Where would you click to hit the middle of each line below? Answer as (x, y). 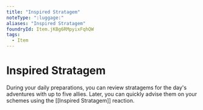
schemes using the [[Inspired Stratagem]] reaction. (70, 100)
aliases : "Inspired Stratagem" (46, 23)
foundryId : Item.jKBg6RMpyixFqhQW (50, 29)
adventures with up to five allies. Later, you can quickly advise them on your (101, 94)
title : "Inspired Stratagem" (43, 12)
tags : (13, 35)
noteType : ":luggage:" (35, 18)
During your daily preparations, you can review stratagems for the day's (97, 87)
